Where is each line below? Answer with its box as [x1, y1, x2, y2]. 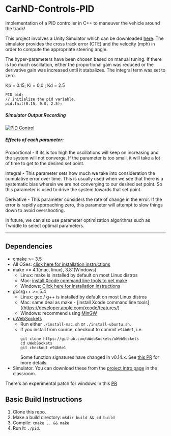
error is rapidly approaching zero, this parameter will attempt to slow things [5, 201, 163, 208]
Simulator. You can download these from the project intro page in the [12, 365, 158, 371]
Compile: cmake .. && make [12, 420, 70, 426]
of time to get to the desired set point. [5, 160, 85, 166]
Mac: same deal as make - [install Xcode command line [20, 299, 136, 305]
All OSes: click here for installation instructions [12, 261, 110, 267]
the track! [5, 25, 25, 31]
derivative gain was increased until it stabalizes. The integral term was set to [5, 67, 166, 73]
